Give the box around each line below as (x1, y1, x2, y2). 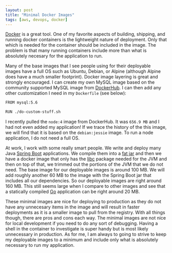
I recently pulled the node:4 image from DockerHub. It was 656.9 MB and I (5, 119, 160, 125)
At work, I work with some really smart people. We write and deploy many (5, 145, 161, 151)
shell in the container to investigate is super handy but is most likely (5, 226, 149, 232)
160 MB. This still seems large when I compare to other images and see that (5, 183, 166, 189)
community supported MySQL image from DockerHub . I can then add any (5, 85, 162, 91)
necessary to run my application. (5, 242, 75, 248)
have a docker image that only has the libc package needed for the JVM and (5, 156, 167, 162)
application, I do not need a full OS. (5, 135, 80, 141)
